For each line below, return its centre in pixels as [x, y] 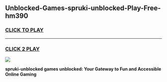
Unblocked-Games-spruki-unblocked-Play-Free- [83, 8]
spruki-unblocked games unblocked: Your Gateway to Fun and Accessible [83, 69]
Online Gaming [21, 74]
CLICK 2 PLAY [22, 49]
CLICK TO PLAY [24, 30]
